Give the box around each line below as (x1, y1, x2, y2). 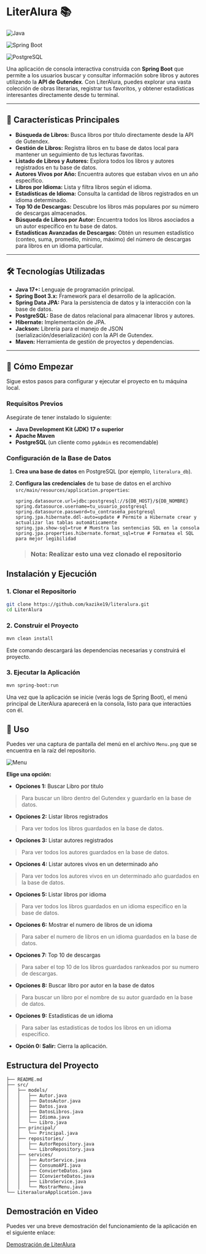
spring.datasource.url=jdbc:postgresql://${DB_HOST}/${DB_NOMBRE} (15, 498, 189, 504)
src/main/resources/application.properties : (15, 486, 130, 493)
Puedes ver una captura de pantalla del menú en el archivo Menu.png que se (6, 741, 197, 748)
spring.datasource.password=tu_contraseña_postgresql (15, 508, 156, 515)
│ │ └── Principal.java (6, 1131, 78, 1137)
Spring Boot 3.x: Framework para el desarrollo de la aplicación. (15, 292, 176, 300)
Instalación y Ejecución (6, 569, 97, 579)
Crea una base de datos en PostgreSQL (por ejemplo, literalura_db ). (15, 467, 193, 475)
